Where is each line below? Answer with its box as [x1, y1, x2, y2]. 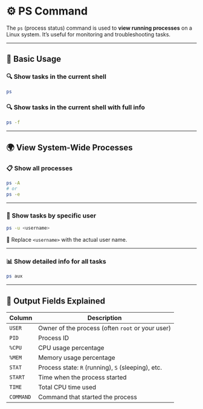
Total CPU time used [38, 383, 97, 391]
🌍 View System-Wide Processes [6, 142, 133, 153]
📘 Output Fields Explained [6, 296, 106, 306]
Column [9, 314, 33, 322]
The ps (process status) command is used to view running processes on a [6, 24, 192, 32]
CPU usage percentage [38, 344, 105, 352]
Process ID [38, 334, 69, 342]
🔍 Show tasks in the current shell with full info [6, 103, 145, 111]
